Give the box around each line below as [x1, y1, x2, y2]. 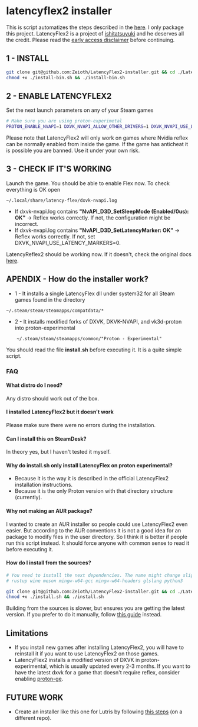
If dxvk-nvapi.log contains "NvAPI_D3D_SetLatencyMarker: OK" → [14, 227, 180, 234]
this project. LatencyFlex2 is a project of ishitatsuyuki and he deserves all [6, 30, 184, 37]
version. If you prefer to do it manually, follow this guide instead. [6, 611, 162, 618]
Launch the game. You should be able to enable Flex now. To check [6, 179, 170, 187]
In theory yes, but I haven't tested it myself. [6, 448, 111, 455]
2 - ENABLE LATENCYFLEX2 [6, 91, 112, 101]
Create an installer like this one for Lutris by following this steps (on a [14, 708, 183, 715]
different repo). [14, 714, 52, 721]
